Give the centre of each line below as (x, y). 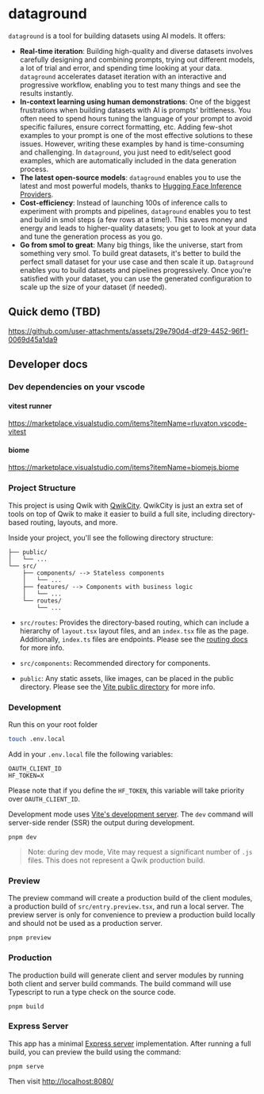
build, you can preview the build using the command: (95, 1052)
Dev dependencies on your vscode (77, 387)
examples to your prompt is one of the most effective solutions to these (136, 135)
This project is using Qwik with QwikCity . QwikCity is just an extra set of (126, 505)
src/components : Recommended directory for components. (115, 663)
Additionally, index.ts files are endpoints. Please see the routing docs (134, 639)
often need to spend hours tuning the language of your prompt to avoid (136, 118)
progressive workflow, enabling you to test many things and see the (130, 85)
